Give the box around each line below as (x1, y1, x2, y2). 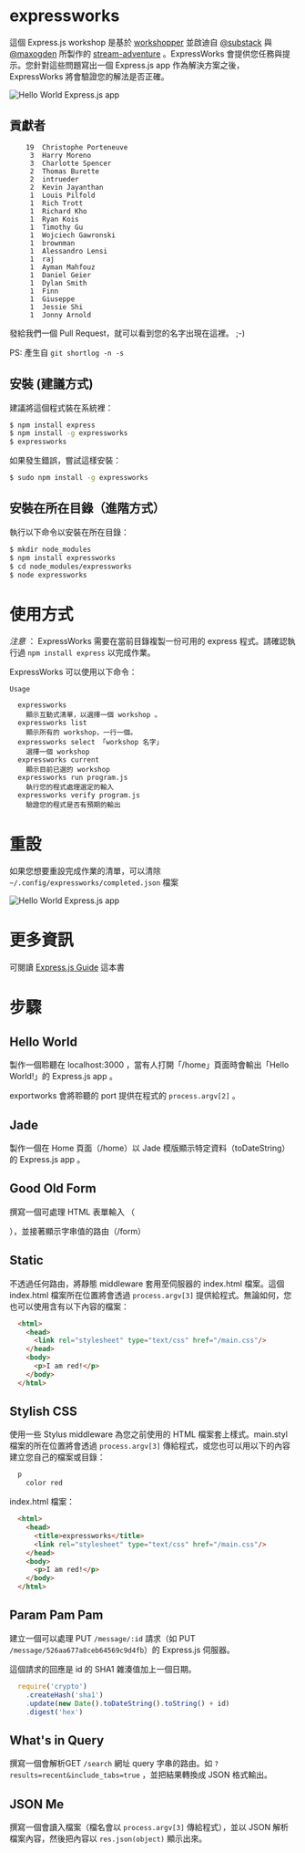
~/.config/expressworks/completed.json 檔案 (9, 877, 179, 888)
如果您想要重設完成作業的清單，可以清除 (9, 866, 161, 877)
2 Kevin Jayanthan (29, 182, 104, 192)
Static (9, 1253, 44, 1268)
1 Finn (29, 286, 59, 296)
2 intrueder (29, 174, 79, 183)
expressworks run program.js (17, 773, 128, 783)
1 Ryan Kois (29, 214, 79, 224)
